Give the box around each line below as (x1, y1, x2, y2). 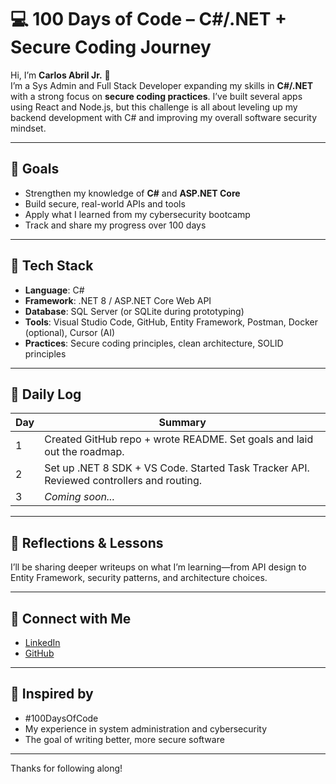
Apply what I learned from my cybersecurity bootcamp (24, 208, 251, 220)
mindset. (10, 122, 47, 134)
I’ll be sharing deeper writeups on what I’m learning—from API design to (10, 561, 307, 573)
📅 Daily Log (10, 386, 82, 403)
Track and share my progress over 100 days (24, 219, 207, 231)
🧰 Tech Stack (10, 257, 94, 275)
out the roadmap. (44, 445, 125, 459)
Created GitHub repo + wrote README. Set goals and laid (44, 432, 314, 446)
